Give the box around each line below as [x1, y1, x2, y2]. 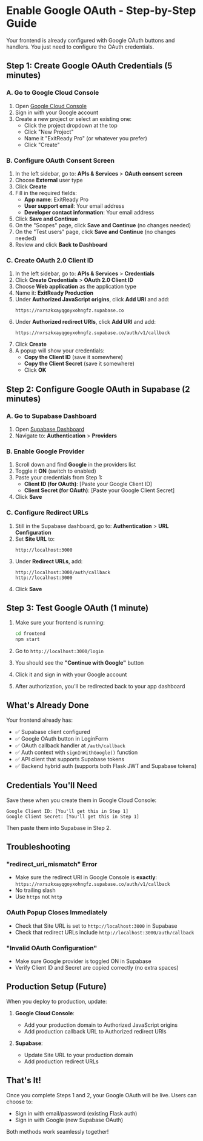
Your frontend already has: [6, 716, 73, 724]
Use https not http [15, 893, 62, 900]
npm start [15, 636, 41, 643]
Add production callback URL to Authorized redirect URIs [24, 1027, 167, 1035]
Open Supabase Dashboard [15, 425, 85, 433]
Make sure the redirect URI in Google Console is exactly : [15, 874, 158, 881]
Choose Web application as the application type [15, 283, 136, 290]
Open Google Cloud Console [15, 102, 87, 109]
